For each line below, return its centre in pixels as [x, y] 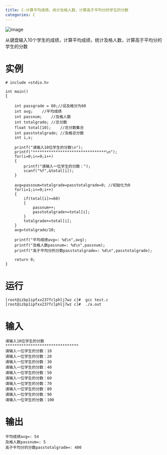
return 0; [25, 260]
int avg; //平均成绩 [38, 111]
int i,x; [24, 138]
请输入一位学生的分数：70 [29, 384]
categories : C [20, 15]
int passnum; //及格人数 [43, 117]
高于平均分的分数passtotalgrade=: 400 [43, 448]
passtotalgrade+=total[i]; [61, 212]
